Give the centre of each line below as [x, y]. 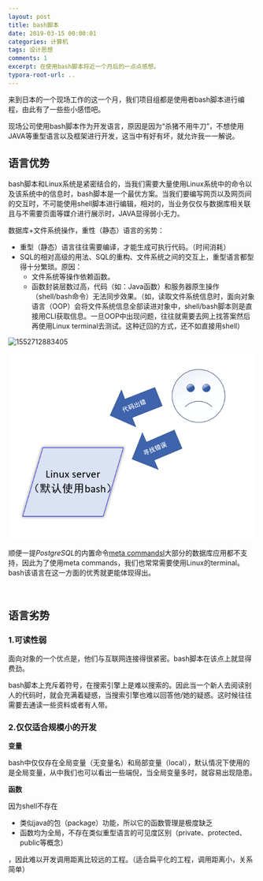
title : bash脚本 [33, 25]
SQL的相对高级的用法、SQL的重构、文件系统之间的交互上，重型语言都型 [137, 257]
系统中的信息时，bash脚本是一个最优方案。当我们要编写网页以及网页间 [137, 193]
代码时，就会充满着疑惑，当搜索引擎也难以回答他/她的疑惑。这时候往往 [137, 695]
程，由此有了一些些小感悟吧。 [56, 109]
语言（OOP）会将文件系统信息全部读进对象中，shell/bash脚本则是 [138, 306]
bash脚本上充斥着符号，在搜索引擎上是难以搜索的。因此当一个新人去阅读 [127, 685]
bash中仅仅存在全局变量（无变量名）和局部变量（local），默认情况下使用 [126, 763]
